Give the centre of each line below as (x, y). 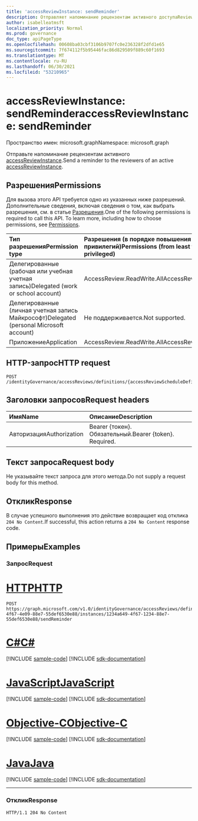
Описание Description (121, 416)
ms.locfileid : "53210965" (38, 72)
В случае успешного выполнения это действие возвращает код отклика (97, 516)
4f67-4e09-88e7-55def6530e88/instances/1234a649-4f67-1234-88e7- (88, 614)
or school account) (35, 293)
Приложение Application (43, 342)
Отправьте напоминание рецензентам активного (68, 154)
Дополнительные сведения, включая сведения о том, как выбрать (90, 206)
